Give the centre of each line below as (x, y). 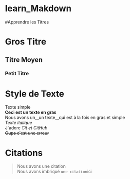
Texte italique (19, 123)
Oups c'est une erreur (27, 133)
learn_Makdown (38, 9)
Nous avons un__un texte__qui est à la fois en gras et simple (65, 118)
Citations (24, 153)
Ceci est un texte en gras (31, 112)
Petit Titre (17, 74)
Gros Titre (26, 42)
